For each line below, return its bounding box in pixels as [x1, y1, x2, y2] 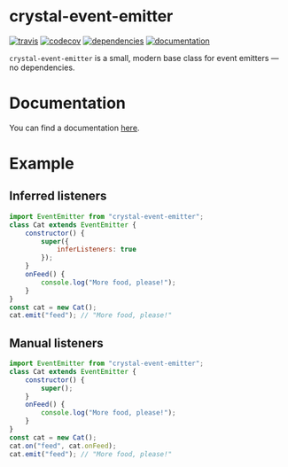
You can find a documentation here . [9, 122, 140, 133]
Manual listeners [9, 335, 104, 351]
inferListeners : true [56, 245, 137, 254]
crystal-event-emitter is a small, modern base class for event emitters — [9, 52, 279, 63]
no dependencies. [9, 62, 75, 73]
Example [9, 153, 74, 174]
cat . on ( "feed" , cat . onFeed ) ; [9, 441, 117, 450]
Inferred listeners [9, 189, 107, 204]
